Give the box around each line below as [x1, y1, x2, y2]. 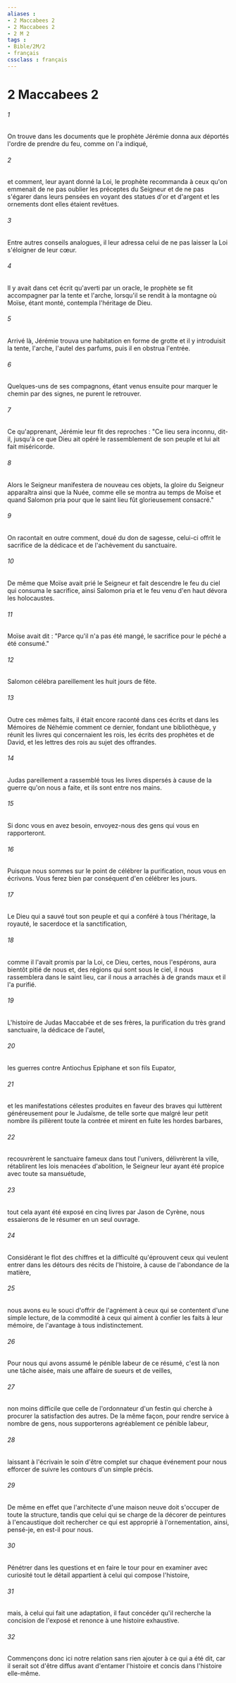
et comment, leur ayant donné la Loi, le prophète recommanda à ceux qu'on [7, 178, 228, 186]
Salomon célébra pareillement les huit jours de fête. [7, 678, 157, 686]
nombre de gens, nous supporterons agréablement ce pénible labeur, [7, 1419, 209, 1428]
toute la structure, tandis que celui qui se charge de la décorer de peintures [7, 1510, 227, 1519]
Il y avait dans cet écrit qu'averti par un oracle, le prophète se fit [7, 283, 194, 292]
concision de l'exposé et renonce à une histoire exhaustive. [7, 1616, 180, 1625]
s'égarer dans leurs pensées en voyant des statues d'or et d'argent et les [7, 192, 220, 201]
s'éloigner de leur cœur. [7, 245, 77, 254]
